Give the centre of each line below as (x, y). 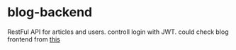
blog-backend (50, 12)
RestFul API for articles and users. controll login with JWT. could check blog (118, 32)
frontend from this (34, 39)
